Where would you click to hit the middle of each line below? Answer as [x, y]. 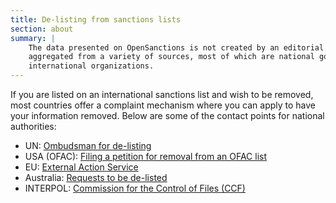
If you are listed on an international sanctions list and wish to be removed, [162, 94]
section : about [42, 29]
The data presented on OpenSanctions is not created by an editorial [176, 47]
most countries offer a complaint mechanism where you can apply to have [163, 105]
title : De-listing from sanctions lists [96, 19]
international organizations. [91, 66]
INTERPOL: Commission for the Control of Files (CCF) [135, 188]
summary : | [33, 38]
